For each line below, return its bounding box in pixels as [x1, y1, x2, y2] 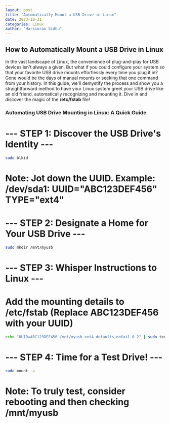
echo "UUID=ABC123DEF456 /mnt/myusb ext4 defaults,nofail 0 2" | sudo [5, 334, 157, 339]
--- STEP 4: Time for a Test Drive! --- [5, 351, 163, 363]
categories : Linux [5, 21, 44, 27]
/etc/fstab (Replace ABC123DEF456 [5, 307, 159, 318]
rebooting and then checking [5, 396, 130, 408]
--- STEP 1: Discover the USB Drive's [5, 128, 161, 140]
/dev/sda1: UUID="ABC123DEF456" [5, 183, 158, 194]
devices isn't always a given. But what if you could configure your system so [5, 64, 165, 70]
